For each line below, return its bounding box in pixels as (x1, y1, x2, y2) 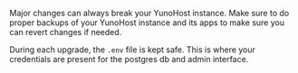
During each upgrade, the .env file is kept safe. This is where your (9, 44, 256, 55)
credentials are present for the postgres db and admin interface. (9, 54, 249, 64)
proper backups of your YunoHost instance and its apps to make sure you (9, 17, 285, 28)
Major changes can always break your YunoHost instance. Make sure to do (9, 8, 290, 18)
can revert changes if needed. (9, 27, 122, 37)
